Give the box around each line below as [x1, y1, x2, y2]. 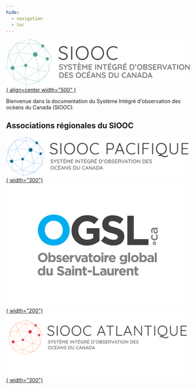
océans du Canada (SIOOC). [6, 104, 75, 111]
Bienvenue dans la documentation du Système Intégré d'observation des [6, 98, 181, 105]
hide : [6, 9, 19, 15]
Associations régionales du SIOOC [6, 121, 134, 131]
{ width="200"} [6, 307, 43, 314]
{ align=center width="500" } [6, 87, 76, 94]
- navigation [11, 15, 43, 22]
